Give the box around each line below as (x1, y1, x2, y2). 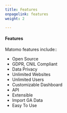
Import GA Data (12, 97, 43, 103)
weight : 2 (5, 16, 25, 21)
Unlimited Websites (12, 71, 51, 77)
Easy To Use (12, 102, 37, 108)
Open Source (12, 56, 39, 61)
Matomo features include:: (5, 46, 57, 52)
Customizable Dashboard (12, 81, 63, 88)
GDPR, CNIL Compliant (12, 61, 58, 67)
